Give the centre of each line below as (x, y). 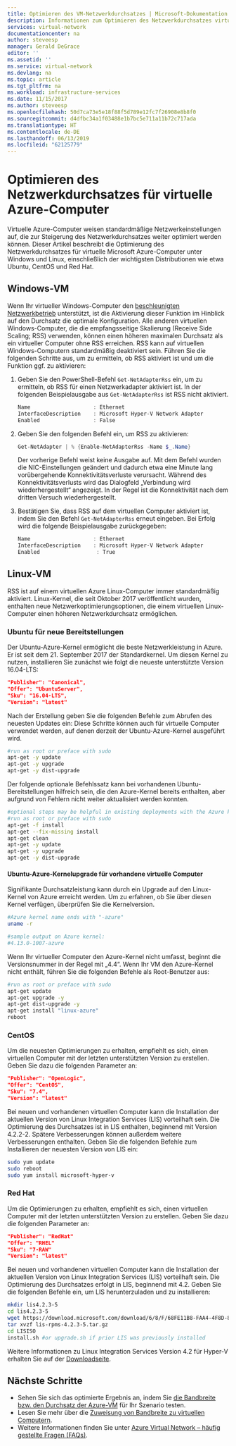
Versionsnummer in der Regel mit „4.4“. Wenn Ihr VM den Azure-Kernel (110, 964)
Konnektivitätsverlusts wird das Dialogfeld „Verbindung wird (104, 483)
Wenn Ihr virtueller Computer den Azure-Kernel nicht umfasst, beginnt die (114, 956)
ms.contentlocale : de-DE (44, 132)
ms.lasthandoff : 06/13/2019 (48, 138)
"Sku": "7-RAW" (29, 1249)
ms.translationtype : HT (42, 125)
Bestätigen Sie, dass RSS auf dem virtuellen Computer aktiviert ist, (114, 511)
